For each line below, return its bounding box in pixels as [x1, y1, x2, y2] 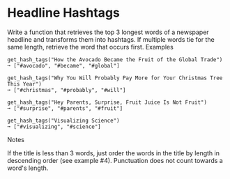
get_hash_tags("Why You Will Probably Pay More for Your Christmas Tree [7, 75, 223, 81]
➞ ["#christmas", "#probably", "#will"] [7, 86, 127, 93]
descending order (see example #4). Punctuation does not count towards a [7, 156, 223, 164]
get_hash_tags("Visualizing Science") [7, 117, 120, 124]
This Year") [7, 80, 42, 88]
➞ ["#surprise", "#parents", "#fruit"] [7, 104, 123, 112]
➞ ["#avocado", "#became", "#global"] [7, 62, 120, 69]
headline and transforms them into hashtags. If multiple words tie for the [7, 35, 215, 43]
